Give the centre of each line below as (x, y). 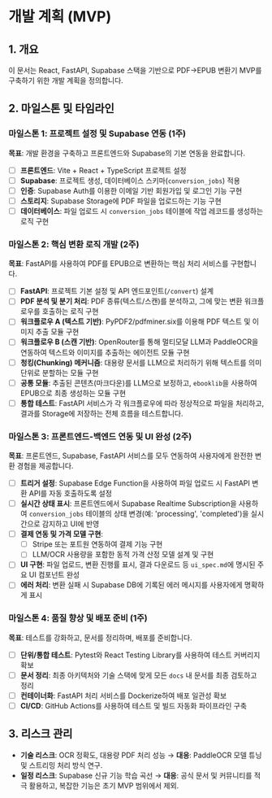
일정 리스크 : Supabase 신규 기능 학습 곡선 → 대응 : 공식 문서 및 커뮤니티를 (136, 775)
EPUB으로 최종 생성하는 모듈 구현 (73, 393)
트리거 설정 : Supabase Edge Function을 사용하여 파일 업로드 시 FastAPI (135, 483)
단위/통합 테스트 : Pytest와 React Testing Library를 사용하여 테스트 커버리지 (140, 655)
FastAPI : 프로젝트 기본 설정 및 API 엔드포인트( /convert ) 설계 (117, 291)
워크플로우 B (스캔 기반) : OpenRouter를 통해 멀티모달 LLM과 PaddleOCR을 (139, 342)
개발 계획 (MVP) (60, 17)
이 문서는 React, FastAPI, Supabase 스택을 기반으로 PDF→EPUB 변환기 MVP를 (135, 70)
